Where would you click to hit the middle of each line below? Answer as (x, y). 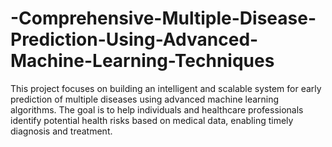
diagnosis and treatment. (61, 131)
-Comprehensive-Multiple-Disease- (163, 18)
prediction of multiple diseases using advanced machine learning (145, 99)
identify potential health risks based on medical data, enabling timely (152, 120)
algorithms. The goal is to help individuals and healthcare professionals (157, 109)
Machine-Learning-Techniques (142, 61)
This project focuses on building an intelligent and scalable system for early (166, 88)
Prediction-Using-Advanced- (134, 39)
